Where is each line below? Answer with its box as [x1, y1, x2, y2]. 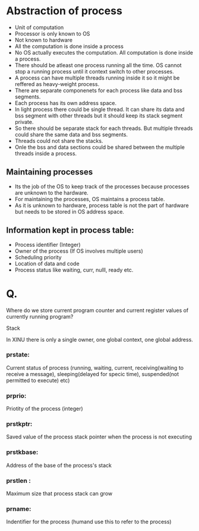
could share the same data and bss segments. [14, 131, 128, 138]
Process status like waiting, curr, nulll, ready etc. [14, 266, 134, 274]
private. [14, 118, 34, 125]
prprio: [6, 392, 27, 400]
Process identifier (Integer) [14, 241, 81, 248]
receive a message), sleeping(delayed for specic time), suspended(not [6, 370, 179, 377]
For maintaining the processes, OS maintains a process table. [14, 195, 165, 202]
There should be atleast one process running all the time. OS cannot [14, 61, 182, 69]
